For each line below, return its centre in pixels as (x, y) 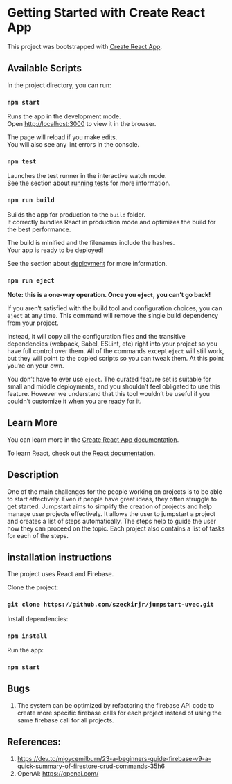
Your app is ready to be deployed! (55, 250)
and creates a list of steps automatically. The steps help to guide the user (112, 521)
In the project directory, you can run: (59, 85)
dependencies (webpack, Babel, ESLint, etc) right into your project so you (113, 344)
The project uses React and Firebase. (61, 574)
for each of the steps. (38, 535)
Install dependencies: (38, 618)
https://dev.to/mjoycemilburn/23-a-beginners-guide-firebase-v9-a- (114, 758)
